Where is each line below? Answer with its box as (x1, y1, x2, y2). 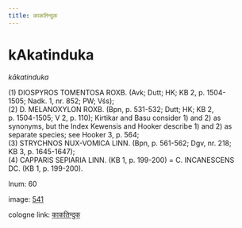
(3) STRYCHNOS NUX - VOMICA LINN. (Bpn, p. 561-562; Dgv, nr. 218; (8, 138, 232, 148)
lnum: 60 (8, 179, 37, 188)
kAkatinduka (8, 45, 94, 64)
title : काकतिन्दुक (8, 11, 58, 20)
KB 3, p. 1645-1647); (8, 146, 75, 156)
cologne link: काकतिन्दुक (8, 210, 81, 219)
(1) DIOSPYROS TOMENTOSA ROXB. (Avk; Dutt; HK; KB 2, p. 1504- (8, 87, 226, 97)
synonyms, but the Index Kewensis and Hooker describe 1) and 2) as (8, 121, 232, 131)
